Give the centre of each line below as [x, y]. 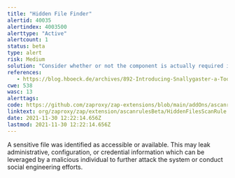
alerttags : [23, 99]
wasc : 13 [20, 92]
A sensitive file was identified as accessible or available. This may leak [109, 144]
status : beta [26, 46]
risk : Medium [26, 60]
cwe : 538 [20, 85]
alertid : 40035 [29, 20]
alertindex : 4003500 [37, 27]
